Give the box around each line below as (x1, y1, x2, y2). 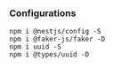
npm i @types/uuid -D (9, 50, 90, 59)
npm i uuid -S (9, 42, 62, 51)
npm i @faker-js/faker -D (9, 34, 105, 44)
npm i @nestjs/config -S (9, 27, 102, 36)
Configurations (9, 7, 77, 19)
